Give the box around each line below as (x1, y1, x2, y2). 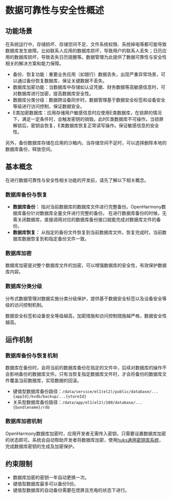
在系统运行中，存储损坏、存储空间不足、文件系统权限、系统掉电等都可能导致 (5, 41, 167, 47)
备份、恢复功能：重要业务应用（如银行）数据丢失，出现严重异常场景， (12, 71, 161, 77)
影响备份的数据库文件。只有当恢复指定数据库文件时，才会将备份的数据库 (9, 371, 162, 377)
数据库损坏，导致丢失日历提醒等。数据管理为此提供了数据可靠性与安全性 (14, 54, 167, 60)
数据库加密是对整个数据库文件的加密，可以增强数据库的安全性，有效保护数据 (5, 262, 167, 269)
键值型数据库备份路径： (12, 388, 62, 395)
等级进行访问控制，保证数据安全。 (12, 103, 85, 109)
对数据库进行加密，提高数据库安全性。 (12, 91, 94, 96)
